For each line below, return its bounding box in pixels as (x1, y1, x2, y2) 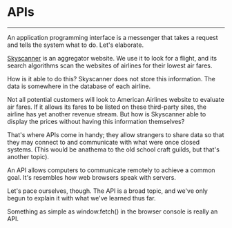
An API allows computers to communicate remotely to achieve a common (7, 166, 215, 174)
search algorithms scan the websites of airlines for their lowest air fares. (7, 61, 213, 70)
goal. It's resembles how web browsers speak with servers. (7, 173, 176, 181)
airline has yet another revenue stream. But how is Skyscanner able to (7, 110, 206, 118)
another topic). (7, 152, 50, 160)
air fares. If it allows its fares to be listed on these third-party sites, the (7, 103, 207, 111)
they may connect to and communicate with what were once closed (7, 138, 200, 146)
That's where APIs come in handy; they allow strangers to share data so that (7, 130, 224, 138)
